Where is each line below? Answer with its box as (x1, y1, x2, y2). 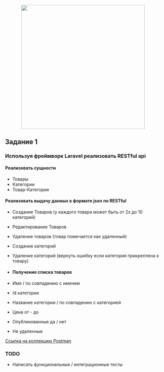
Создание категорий (12, 243, 56, 249)
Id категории (12, 290, 40, 296)
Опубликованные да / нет (12, 318, 67, 324)
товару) (12, 258, 29, 264)
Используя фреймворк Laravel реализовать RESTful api (5, 153, 146, 160)
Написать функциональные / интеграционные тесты (12, 362, 123, 368)
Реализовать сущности (5, 165, 56, 171)
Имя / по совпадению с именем (12, 280, 80, 286)
